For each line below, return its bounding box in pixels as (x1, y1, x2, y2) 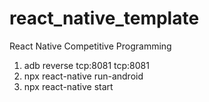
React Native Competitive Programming (9, 40, 172, 52)
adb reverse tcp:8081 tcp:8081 (23, 59, 150, 71)
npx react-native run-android (23, 70, 144, 82)
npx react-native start (23, 80, 114, 92)
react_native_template (9, 7, 200, 30)
